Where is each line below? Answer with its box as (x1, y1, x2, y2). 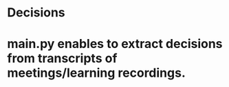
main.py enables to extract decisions (7, 36, 223, 52)
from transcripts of (7, 51, 118, 66)
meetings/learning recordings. (7, 65, 186, 81)
